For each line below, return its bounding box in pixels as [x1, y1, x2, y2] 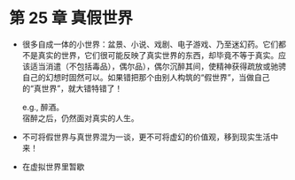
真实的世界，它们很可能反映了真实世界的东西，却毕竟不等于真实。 [37, 49, 279, 60]
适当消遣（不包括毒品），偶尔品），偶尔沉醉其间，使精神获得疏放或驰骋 [29, 61, 286, 71]
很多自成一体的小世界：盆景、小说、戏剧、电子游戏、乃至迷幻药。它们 [21, 39, 279, 49]
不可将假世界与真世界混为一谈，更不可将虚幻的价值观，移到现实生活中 [21, 131, 279, 142]
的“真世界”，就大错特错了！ [21, 83, 123, 94]
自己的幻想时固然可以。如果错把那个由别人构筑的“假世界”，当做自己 [21, 71, 270, 82]
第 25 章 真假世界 [9, 8, 133, 28]
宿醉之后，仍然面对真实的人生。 [21, 112, 139, 124]
